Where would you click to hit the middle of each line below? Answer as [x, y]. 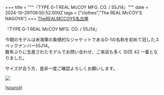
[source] [14, 87]
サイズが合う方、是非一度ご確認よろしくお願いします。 [61, 68]
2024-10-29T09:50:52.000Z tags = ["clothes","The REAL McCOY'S [74, 13]
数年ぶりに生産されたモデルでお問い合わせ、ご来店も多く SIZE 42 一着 [77, 52]
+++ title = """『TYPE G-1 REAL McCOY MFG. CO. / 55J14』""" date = [77, 7]
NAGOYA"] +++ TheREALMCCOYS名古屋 [47, 18]
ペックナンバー [20, 46]
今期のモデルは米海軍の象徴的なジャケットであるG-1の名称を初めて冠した [80, 39]
